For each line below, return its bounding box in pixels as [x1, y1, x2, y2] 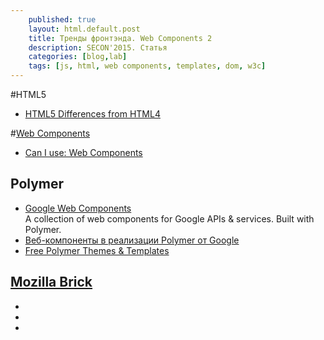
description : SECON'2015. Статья [28, 42, 168, 53]
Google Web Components [24, 202, 132, 214]
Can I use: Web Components [24, 147, 143, 158]
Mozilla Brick [10, 274, 93, 291]
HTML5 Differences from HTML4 [24, 108, 161, 120]
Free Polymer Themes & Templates [24, 244, 170, 256]
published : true [28, 14, 97, 25]
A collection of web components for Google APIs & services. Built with [24, 212, 315, 225]
